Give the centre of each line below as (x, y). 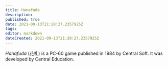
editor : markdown (24, 33)
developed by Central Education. (40, 59)
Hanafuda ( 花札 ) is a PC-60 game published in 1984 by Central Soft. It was (84, 53)
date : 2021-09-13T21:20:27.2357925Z (44, 24)
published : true (22, 19)
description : (19, 15)
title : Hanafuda (22, 10)
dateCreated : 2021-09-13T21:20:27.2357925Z (52, 39)
